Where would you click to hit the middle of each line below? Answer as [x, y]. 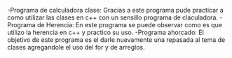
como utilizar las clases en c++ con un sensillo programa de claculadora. [113, 17]
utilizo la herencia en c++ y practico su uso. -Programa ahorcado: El [106, 32]
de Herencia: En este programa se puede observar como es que [130, 25]
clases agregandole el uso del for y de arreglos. [76, 47]
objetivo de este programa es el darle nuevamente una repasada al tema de [116, 40]
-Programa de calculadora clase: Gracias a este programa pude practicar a [116, 10]
